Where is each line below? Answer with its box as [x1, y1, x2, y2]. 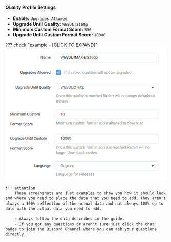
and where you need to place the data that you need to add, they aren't [5, 195, 166, 201]
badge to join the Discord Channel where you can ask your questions [5, 226, 157, 232]
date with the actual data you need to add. [5, 206, 102, 211]
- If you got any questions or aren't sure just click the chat [14, 221, 155, 227]
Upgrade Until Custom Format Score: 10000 [12, 32, 106, 38]
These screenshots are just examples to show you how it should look [14, 190, 166, 196]
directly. [5, 231, 27, 237]
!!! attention [5, 185, 36, 191]
